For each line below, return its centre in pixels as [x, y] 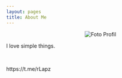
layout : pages [24, 12]
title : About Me [26, 17]
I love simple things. [31, 46]
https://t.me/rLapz [28, 68]
